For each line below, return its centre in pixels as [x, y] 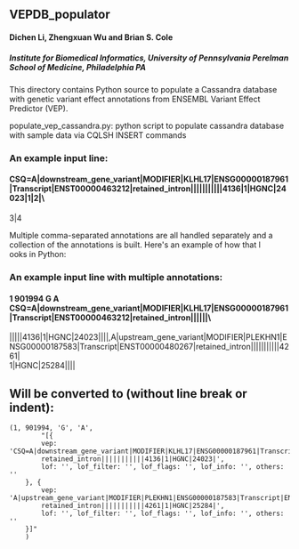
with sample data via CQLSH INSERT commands [98, 135]
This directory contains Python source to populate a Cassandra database [143, 89]
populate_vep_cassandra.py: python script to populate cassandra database [147, 125]
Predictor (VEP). [39, 108]
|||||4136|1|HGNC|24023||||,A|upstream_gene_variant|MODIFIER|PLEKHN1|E [148, 337]
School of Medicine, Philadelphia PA [78, 67]
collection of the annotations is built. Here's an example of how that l [135, 245]
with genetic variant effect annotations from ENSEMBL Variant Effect [135, 99]
